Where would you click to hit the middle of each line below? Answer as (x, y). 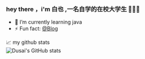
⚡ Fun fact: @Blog (36, 29)
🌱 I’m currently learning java (48, 22)
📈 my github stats (28, 42)
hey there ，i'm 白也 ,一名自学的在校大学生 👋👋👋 (73, 9)
